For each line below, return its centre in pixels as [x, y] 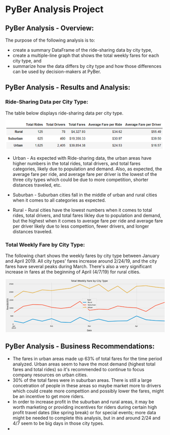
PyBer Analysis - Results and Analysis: [68, 87]
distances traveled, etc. [37, 185]
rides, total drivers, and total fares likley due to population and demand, [87, 215]
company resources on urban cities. [50, 375]
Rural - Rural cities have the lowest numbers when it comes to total [82, 210]
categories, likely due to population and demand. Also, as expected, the [87, 169]
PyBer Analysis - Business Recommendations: [80, 347]
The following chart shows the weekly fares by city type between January [82, 256]
